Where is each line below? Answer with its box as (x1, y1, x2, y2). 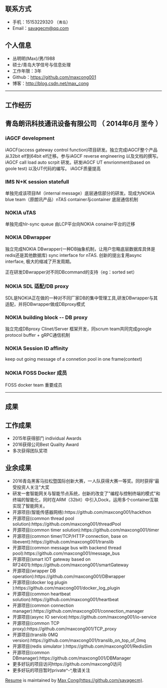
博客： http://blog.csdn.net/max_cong (12, 80, 89, 86)
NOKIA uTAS (5, 209, 36, 216)
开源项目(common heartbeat (12, 591, 71, 597)
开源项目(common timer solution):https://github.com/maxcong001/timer (12, 527, 159, 533)
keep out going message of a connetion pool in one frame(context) (5, 356, 143, 362)
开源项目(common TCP (12, 620, 60, 626)
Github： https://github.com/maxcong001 (12, 74, 96, 80)
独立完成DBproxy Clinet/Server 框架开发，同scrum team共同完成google (5, 326, 152, 332)
